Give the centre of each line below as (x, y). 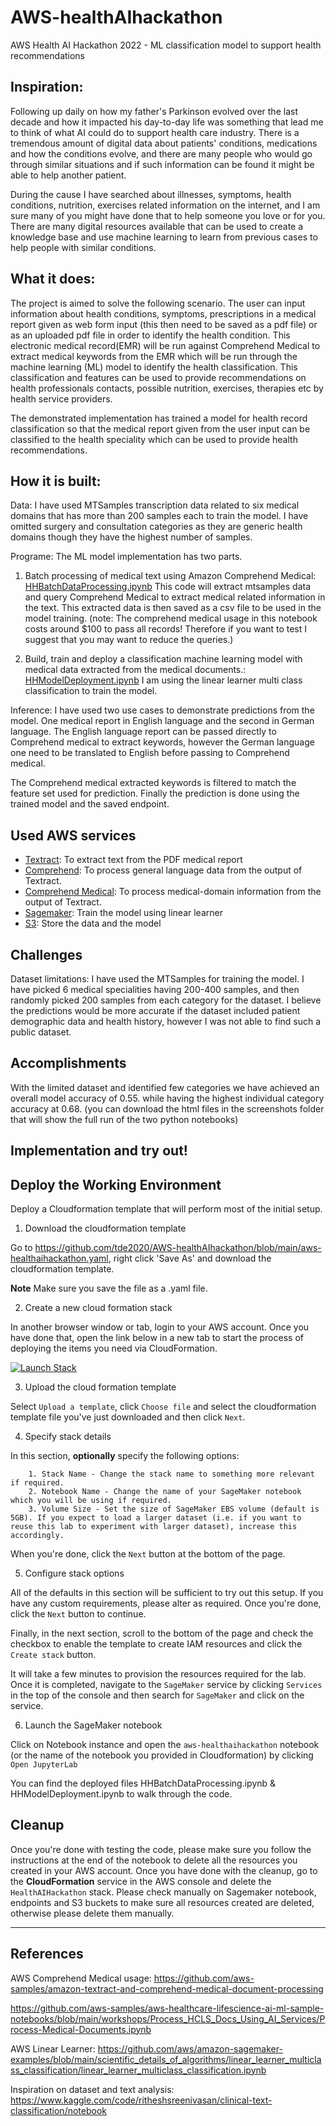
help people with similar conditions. (83, 247)
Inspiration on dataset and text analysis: (92, 2089)
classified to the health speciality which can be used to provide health (154, 439)
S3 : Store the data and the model (93, 923)
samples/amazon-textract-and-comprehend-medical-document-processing (167, 1988)
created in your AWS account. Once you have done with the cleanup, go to (164, 1870)
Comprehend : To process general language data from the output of (163, 870)
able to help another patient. (68, 175)
